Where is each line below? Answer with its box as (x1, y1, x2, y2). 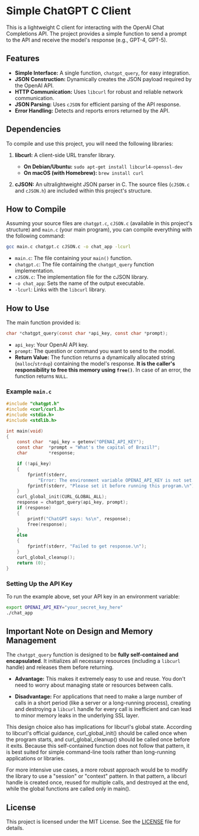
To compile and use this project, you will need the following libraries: (6, 140, 174, 147)
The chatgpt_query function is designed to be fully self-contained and (6, 651, 179, 658)
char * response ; (17, 450, 76, 456)
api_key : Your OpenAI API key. (14, 341, 89, 348)
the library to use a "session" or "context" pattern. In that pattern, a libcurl (6, 773, 187, 780)
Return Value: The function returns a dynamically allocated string (14, 354, 175, 361)
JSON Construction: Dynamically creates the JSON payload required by (14, 75, 192, 82)
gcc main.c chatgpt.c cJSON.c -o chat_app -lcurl (6, 244, 131, 250)
